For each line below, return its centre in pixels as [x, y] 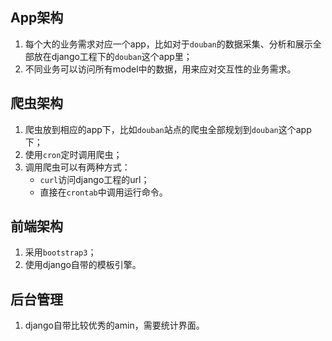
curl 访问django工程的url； [94, 179]
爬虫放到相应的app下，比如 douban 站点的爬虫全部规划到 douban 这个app [168, 129]
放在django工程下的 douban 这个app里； [113, 56]
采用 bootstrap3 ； [60, 252]
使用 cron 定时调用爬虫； [73, 154]
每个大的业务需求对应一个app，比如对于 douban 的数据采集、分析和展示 [168, 44]
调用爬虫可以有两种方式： [77, 167]
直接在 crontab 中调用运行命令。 [103, 192]
